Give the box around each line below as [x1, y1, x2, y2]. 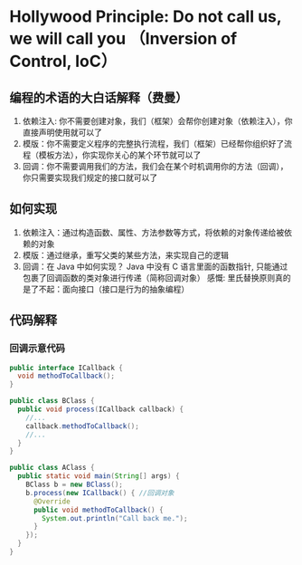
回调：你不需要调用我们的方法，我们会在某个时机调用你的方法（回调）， [22, 161, 288, 171]
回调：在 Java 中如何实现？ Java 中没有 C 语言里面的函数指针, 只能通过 [22, 261, 288, 272]
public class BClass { [9, 397, 95, 406]
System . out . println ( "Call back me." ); [42, 513, 188, 522]
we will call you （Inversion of [9, 29, 238, 49]
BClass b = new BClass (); [25, 480, 124, 489]
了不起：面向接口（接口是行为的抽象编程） [30, 283, 190, 294]
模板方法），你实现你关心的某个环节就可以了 [38, 149, 202, 160]
